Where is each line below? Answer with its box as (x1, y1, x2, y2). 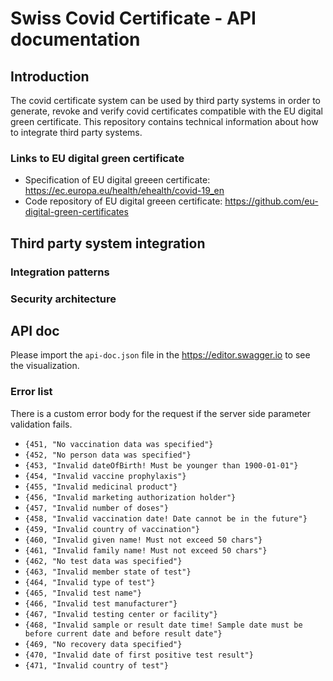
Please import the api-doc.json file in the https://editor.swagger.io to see (10, 349, 311, 361)
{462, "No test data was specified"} (24, 556, 183, 566)
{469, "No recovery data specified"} (24, 639, 183, 649)
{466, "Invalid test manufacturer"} (24, 598, 178, 609)
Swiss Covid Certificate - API (10, 7, 257, 30)
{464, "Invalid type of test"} (24, 577, 156, 587)
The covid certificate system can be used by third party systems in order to (10, 95, 321, 106)
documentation (10, 28, 141, 51)
